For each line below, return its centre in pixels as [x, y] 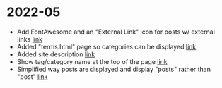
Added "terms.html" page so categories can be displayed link [106, 46]
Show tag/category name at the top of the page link [92, 61]
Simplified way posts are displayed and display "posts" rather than [114, 69]
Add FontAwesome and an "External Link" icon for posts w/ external [116, 32]
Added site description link [56, 54]
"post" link [32, 76]
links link [30, 39]
